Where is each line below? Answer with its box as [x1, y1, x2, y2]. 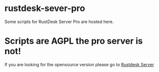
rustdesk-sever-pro [4, 3, 86, 14]
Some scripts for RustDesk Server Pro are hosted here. [4, 19, 114, 24]
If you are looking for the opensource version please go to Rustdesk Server [4, 61, 154, 67]
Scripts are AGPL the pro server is [4, 36, 143, 47]
